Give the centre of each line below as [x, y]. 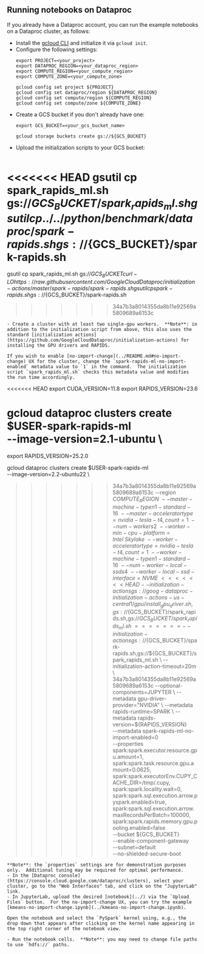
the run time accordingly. [41, 378]
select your [168, 881]
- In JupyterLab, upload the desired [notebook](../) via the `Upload [98, 897]
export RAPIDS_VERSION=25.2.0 [48, 456]
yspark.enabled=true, [140, 802]
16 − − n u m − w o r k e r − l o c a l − [150, 565]
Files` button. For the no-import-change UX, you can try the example [99, 902]
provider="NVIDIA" [136, 705]
